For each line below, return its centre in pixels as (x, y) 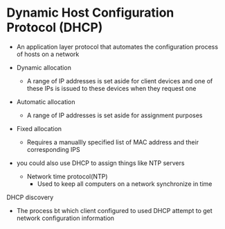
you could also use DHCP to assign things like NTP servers (100, 163)
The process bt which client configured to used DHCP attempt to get (114, 210)
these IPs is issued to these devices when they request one (111, 88)
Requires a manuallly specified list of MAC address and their (112, 142)
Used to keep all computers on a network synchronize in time (125, 184)
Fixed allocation (39, 128)
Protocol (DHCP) (55, 27)
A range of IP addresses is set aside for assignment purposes (115, 115)
